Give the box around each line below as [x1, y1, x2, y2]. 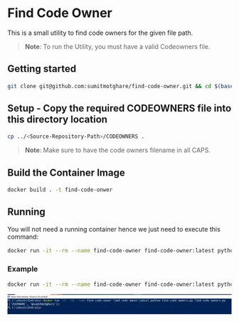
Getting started [7, 63, 77, 75]
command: [7, 232, 39, 241]
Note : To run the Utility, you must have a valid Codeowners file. [24, 42, 211, 50]
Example [7, 264, 38, 274]
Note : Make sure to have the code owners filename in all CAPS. [24, 146, 211, 154]
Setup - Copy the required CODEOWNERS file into [7, 102, 232, 114]
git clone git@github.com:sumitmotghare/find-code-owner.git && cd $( [7, 82, 221, 90]
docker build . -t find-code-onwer [7, 186, 113, 193]
